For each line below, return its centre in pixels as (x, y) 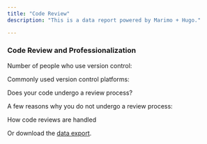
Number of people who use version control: (70, 65)
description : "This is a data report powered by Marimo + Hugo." (104, 20)
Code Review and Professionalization (72, 51)
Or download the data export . (49, 133)
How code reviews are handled (52, 120)
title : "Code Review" (39, 14)
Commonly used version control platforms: (69, 79)
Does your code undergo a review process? (70, 93)
